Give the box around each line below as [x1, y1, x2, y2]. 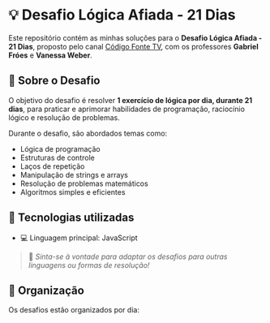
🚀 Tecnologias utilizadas [8, 211, 135, 225]
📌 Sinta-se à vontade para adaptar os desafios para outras [28, 252, 228, 261]
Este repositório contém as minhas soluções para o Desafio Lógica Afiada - [8, 32, 263, 42]
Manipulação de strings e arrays [19, 170, 128, 179]
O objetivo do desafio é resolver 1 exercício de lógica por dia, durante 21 [8, 95, 253, 105]
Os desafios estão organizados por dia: [8, 305, 140, 315]
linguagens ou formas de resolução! [28, 260, 150, 269]
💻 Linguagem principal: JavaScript [19, 233, 138, 243]
